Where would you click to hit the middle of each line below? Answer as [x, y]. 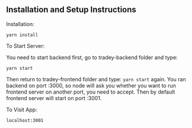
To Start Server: [25, 46]
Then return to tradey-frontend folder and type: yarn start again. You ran [96, 79]
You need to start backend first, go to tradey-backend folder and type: [92, 57]
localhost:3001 [25, 120]
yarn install [22, 35]
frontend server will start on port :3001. [54, 98]
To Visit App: [22, 110]
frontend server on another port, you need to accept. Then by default [91, 92]
